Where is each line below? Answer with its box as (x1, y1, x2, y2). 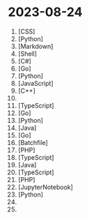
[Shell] (17, 50, 38, 58)
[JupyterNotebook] (17, 183, 74, 191)
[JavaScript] (17, 79, 54, 87)
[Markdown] (17, 42, 54, 50)
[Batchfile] (17, 138, 48, 146)
